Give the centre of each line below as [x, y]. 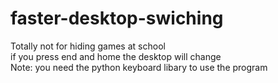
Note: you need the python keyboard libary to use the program [139, 67]
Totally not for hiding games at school [88, 46]
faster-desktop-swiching [117, 18]
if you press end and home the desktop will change [116, 56]
